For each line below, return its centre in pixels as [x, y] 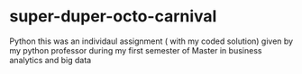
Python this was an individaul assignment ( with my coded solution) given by [151, 41]
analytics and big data [50, 60]
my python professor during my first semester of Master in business [136, 50]
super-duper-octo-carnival [113, 16]
